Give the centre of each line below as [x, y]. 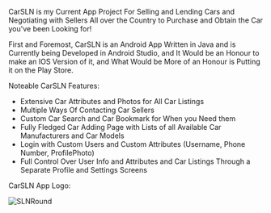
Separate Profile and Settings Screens [84, 170]
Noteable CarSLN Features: [54, 86]
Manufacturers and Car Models [72, 136]
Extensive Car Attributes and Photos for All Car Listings [112, 101]
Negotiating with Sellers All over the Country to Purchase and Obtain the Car [136, 20]
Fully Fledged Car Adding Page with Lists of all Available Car [121, 127]
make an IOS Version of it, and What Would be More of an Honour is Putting [134, 61]
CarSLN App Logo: [40, 186]
